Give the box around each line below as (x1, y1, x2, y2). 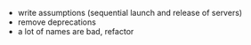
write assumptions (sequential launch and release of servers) (17, 8, 243, 18)
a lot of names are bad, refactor (17, 26, 134, 36)
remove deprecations (17, 17, 96, 27)
